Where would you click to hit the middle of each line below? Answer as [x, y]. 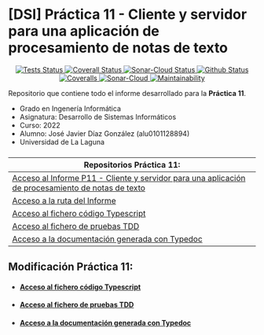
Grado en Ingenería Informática [70, 109]
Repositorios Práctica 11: [132, 164]
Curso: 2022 [40, 125]
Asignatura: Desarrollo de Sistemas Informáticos [98, 116]
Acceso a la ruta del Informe [64, 201]
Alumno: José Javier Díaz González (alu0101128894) [104, 133]
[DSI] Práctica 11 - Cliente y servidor [128, 15]
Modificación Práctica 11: [71, 267]
